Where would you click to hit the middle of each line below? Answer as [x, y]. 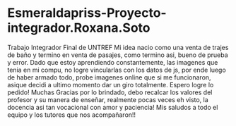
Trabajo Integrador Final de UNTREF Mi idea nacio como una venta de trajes [118, 47]
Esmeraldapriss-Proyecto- [87, 13]
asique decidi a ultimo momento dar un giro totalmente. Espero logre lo [111, 84]
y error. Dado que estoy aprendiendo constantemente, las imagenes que [113, 62]
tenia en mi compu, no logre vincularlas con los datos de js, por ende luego [117, 70]
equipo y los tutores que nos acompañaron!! [72, 115]
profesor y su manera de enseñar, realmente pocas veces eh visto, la [108, 99]
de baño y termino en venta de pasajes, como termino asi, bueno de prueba [118, 55]
